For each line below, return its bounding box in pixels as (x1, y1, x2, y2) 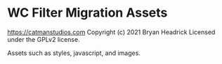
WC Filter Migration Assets (7, 5, 168, 21)
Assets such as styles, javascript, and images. (7, 49, 141, 57)
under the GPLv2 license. (7, 35, 80, 43)
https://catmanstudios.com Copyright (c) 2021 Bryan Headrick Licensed (7, 28, 216, 36)
